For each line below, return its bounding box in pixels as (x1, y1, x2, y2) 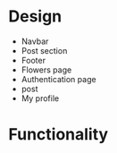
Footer (21, 55, 46, 65)
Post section (21, 45, 68, 55)
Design (8, 6, 63, 27)
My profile (21, 92, 60, 104)
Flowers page (21, 64, 72, 75)
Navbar (21, 36, 49, 47)
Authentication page (21, 73, 96, 84)
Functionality (8, 124, 109, 145)
